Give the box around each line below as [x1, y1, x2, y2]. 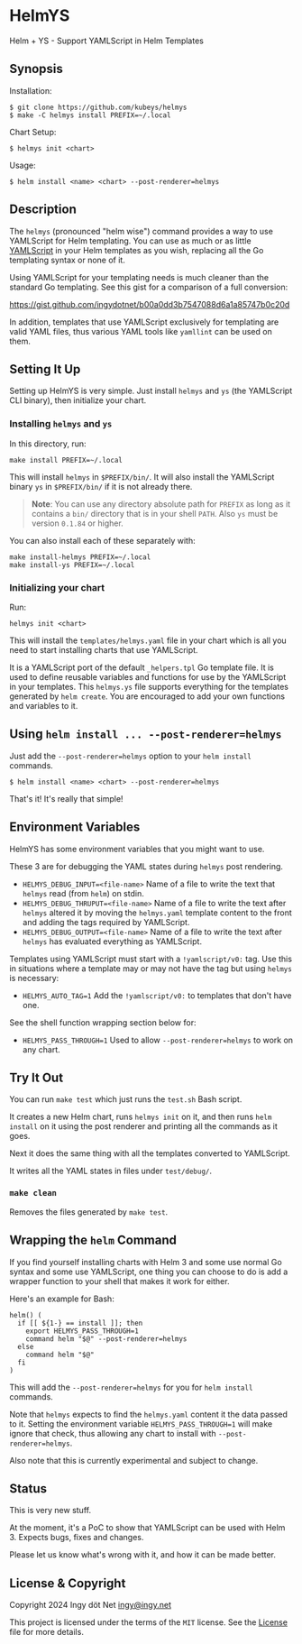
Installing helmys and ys [9, 418, 113, 430]
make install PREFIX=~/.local [9, 455, 124, 464]
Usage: [9, 160, 36, 170]
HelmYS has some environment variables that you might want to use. [9, 843, 265, 854]
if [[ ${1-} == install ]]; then [17, 1318, 143, 1327]
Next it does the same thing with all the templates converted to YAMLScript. [9, 1148, 290, 1159]
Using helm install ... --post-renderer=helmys [9, 727, 282, 742]
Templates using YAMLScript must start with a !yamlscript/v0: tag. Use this [9, 953, 293, 964]
